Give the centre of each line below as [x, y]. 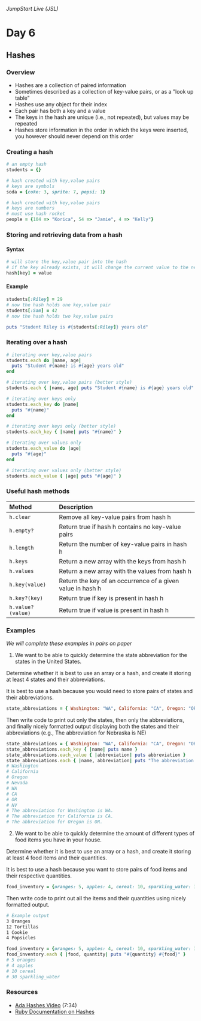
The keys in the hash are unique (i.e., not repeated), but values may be [102, 117]
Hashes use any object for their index [61, 104]
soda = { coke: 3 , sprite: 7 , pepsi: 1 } [56, 192]
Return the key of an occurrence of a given [119, 581]
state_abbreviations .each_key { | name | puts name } [72, 749]
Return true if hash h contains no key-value [120, 527]
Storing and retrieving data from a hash [64, 235]
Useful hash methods [38, 491]
